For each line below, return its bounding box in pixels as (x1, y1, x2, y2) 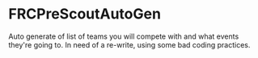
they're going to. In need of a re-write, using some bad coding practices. (8, 39, 251, 49)
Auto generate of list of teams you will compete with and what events (8, 31, 239, 41)
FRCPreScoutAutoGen (8, 5, 162, 23)
